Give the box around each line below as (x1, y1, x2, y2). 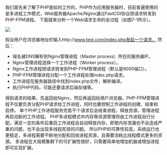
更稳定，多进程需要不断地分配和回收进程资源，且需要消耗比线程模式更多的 (5, 132, 158, 138)
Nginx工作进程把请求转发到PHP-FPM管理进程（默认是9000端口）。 (12, 66, 150, 72)
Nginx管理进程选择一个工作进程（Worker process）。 (12, 60, 121, 66)
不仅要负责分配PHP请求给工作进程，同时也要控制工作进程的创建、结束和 (9, 101, 159, 107)
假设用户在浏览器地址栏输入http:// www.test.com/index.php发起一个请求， (5, 37, 157, 42)
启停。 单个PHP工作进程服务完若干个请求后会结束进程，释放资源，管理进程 (5, 107, 160, 113)
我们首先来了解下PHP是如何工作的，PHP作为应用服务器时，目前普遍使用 (5, 4, 154, 10)
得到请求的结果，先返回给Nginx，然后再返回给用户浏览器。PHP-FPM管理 (5, 95, 156, 101)
